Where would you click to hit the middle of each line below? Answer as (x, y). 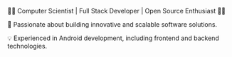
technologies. (27, 46)
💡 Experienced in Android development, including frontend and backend (113, 38)
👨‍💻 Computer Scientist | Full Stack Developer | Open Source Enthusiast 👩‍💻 (117, 11)
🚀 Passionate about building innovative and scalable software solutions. (112, 24)
